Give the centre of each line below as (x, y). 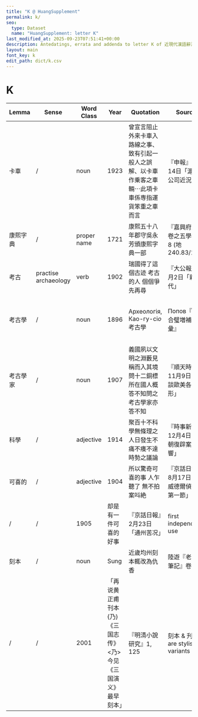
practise (47, 273)
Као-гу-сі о (145, 319)
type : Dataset (29, 28)
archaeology (53, 280)
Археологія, (146, 312)
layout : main (22, 50)
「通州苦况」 (146, 533)
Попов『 (180, 311)
